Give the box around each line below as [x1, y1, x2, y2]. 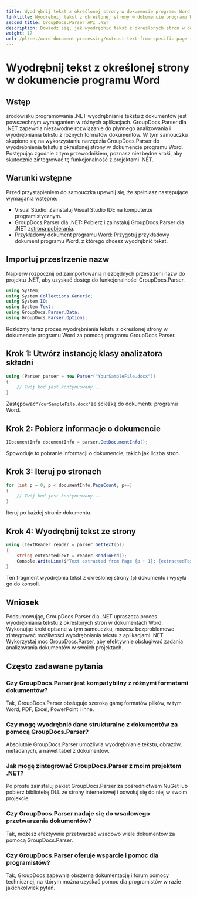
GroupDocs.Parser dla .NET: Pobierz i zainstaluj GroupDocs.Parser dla [14, 218, 185, 226]
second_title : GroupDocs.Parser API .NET [6, 19, 109, 25]
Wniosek [6, 597, 39, 607]
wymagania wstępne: [6, 195, 57, 202]
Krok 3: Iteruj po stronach [6, 467, 101, 477]
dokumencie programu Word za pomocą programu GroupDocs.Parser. [6, 331, 176, 339]
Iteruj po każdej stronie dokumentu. [6, 509, 92, 516]
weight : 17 [6, 31, 33, 36]
